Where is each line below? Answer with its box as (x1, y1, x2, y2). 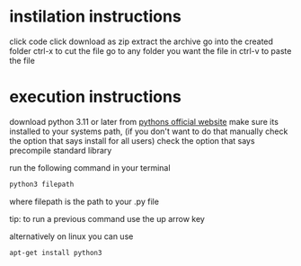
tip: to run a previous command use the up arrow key (9, 213, 205, 224)
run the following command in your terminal (9, 162, 171, 173)
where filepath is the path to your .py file (9, 196, 160, 207)
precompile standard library (9, 145, 112, 155)
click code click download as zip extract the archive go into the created (9, 36, 274, 47)
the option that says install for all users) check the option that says (9, 135, 255, 146)
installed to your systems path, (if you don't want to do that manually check (9, 126, 288, 137)
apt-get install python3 (9, 248, 102, 257)
